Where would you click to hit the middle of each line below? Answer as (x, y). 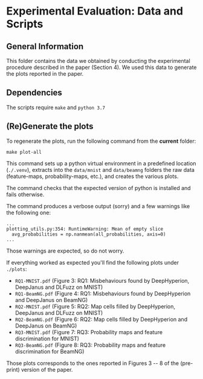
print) (13, 369)
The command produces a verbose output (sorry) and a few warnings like (98, 206)
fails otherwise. (25, 194)
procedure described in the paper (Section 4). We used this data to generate (102, 67)
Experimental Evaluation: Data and (95, 11)
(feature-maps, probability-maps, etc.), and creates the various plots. (92, 176)
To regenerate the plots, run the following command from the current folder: (101, 141)
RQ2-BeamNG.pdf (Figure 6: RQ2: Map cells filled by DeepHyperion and (101, 319)
